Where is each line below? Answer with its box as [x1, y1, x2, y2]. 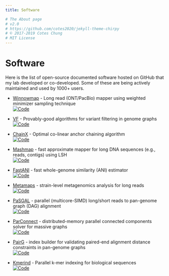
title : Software [5, 7, 40, 13]
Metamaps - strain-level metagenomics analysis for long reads [12, 182, 144, 188]
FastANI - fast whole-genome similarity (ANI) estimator [12, 167, 128, 173]
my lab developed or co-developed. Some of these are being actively [5, 79, 151, 86]
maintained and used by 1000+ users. [5, 85, 84, 91]
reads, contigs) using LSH [12, 151, 67, 158]
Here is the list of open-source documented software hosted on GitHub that [5, 74, 164, 80]
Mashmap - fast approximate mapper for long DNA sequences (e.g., [12, 146, 156, 152]
